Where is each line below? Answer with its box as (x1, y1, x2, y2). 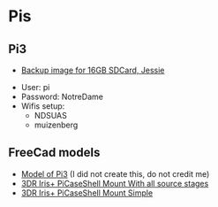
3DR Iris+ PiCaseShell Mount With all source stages (20, 178, 209, 188)
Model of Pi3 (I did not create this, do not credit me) (20, 168, 210, 179)
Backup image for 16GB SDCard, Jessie (20, 65, 165, 75)
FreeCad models (8, 145, 101, 160)
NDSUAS (34, 111, 68, 120)
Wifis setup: (20, 101, 65, 111)
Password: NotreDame (20, 91, 103, 102)
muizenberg (34, 119, 79, 130)
